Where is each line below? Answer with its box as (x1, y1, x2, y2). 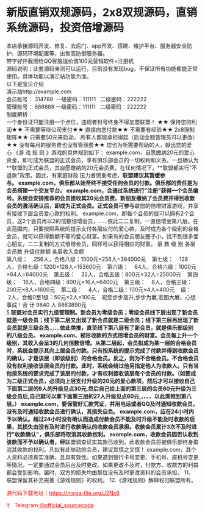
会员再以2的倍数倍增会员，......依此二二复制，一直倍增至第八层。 (31, 217, 193, 224)
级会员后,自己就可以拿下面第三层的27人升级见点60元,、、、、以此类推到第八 (6, 392, 192, 400)
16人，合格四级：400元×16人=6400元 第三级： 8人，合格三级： (23, 278, 193, 285)
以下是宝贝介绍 (6, 80, 44, 87)
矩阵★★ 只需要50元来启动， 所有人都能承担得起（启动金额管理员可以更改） (6, 133, 198, 141)
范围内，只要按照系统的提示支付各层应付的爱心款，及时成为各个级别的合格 (11, 225, 199, 232)
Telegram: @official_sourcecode (14, 501, 95, 509)
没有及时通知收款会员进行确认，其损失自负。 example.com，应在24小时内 (6, 408, 194, 415)
